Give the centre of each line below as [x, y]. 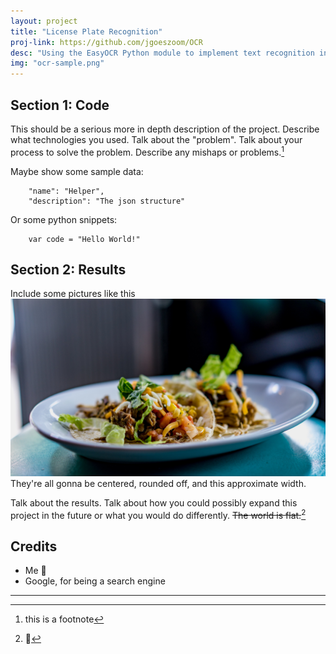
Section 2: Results [68, 269]
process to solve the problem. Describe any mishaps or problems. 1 [147, 151]
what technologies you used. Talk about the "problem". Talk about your [156, 139]
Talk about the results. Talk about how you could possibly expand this [154, 502]
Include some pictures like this [73, 294]
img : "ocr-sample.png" [57, 63]
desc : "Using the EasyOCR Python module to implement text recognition [162, 53]
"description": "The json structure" [107, 201]
